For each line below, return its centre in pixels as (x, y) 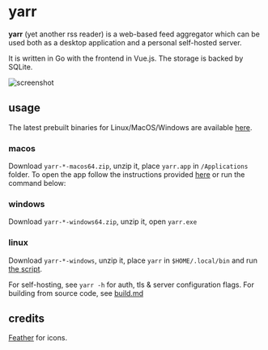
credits (27, 319)
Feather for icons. (38, 338)
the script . (26, 268)
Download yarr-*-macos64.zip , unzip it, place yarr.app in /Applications (128, 166)
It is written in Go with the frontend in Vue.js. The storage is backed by (126, 58)
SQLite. (21, 66)
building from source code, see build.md (76, 293)
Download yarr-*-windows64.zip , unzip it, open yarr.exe (103, 221)
